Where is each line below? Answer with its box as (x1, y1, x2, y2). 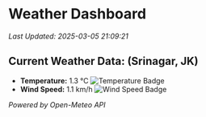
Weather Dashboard (8, 5, 147, 23)
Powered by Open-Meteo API (8, 99, 107, 109)
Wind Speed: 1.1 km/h (19, 84, 93, 94)
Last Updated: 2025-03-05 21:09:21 (8, 31, 129, 41)
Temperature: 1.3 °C (19, 75, 89, 85)
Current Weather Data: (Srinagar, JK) (8, 54, 200, 68)
